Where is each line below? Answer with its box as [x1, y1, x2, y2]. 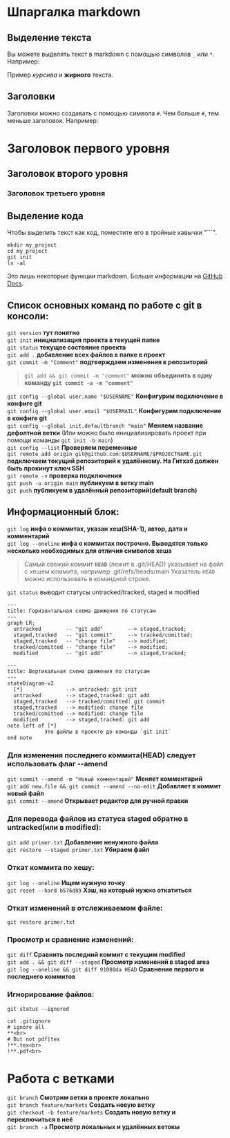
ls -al [7, 260, 26, 267]
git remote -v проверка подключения [7, 471, 122, 480]
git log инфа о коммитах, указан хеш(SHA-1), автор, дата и [7, 524, 188, 533]
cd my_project [7, 248, 48, 255]
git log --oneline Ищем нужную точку [7, 878, 126, 886]
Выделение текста [7, 32, 92, 44]
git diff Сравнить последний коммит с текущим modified [7, 951, 186, 959]
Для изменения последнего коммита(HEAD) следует [7, 750, 196, 760]
